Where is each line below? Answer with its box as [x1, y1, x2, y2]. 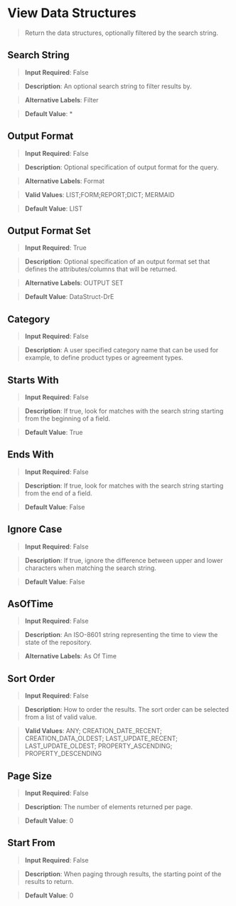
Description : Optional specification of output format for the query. [24, 162, 219, 172]
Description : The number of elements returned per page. [24, 803, 193, 811]
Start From [7, 837, 55, 849]
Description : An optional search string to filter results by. [24, 82, 192, 90]
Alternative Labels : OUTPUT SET [24, 279, 124, 288]
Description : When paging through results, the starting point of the [24, 870, 222, 878]
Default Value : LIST [24, 204, 83, 213]
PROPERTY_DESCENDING [24, 749, 102, 758]
